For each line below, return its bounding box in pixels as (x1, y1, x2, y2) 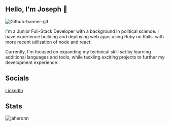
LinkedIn (5, 87, 23, 93)
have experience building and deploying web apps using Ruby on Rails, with (5, 33, 164, 39)
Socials (5, 74, 29, 83)
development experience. (5, 59, 59, 66)
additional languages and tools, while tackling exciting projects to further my (5, 54, 165, 60)
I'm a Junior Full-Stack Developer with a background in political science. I (5, 28, 159, 34)
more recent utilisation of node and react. (5, 39, 92, 45)
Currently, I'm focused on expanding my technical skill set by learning (5, 48, 151, 54)
